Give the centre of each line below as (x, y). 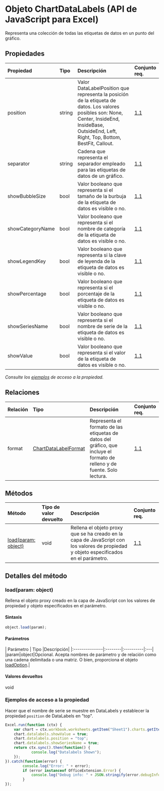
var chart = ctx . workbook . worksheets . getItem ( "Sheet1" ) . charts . (81, 729)
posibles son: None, (100, 112)
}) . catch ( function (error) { (34, 761)
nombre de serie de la (102, 326)
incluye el (101, 451)
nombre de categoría (102, 228)
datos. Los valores (98, 107)
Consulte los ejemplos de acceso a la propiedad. (54, 377)
